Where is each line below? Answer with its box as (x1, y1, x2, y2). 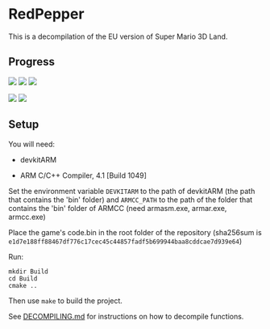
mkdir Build (8, 268, 48, 276)
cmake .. (8, 281, 38, 289)
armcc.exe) (8, 212, 46, 221)
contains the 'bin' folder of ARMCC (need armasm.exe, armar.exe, (8, 203, 227, 213)
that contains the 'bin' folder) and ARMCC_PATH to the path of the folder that (8, 195, 253, 205)
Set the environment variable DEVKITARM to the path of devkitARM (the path (8, 186, 255, 196)
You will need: (8, 139, 55, 149)
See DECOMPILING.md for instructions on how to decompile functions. (8, 311, 244, 321)
